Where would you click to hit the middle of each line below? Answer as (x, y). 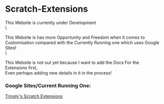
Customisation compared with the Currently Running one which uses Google (82, 42)
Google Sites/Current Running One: (48, 85)
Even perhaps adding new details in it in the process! (58, 73)
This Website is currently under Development (51, 23)
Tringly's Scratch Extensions (34, 96)
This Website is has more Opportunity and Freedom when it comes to (75, 37)
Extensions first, (21, 68)
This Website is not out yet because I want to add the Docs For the (72, 62)
